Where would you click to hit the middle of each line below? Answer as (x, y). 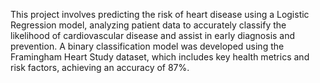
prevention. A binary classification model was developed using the (147, 46)
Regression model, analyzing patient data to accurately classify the (148, 25)
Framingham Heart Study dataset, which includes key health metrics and (160, 57)
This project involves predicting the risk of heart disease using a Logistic (160, 14)
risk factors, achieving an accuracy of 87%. (100, 67)
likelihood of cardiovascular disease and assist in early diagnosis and (153, 35)
